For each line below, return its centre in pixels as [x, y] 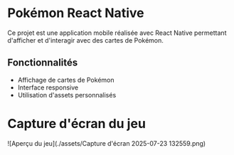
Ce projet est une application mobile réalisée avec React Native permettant [117, 33]
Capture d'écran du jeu [76, 123]
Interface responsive [48, 87]
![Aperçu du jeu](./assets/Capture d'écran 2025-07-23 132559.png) [107, 143]
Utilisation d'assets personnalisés [67, 95]
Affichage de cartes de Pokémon [66, 80]
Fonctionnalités [43, 63]
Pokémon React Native [76, 13]
